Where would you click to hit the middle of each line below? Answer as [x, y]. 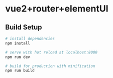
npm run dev [18, 57]
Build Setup [24, 27]
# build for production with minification [50, 66]
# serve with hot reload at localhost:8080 [51, 52]
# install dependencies [30, 38]
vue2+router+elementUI [57, 9]
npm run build [20, 70]
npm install [18, 43]
